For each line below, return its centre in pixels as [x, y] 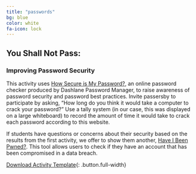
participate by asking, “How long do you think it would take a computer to [97, 103]
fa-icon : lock [24, 29]
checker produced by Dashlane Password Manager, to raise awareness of [98, 90]
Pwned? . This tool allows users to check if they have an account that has [96, 146]
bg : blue [17, 18]
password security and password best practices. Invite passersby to [91, 96]
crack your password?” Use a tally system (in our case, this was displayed [98, 109]
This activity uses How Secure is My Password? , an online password [91, 83]
